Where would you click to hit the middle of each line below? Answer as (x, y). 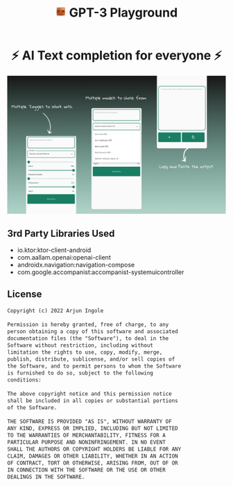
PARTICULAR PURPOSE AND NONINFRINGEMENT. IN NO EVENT (87, 442)
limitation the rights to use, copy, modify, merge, (85, 352)
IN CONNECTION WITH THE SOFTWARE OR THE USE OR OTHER (87, 470)
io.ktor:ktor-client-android (54, 250)
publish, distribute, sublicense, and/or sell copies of (91, 359)
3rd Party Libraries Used (61, 233)
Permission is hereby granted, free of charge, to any (88, 324)
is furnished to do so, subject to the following (80, 373)
